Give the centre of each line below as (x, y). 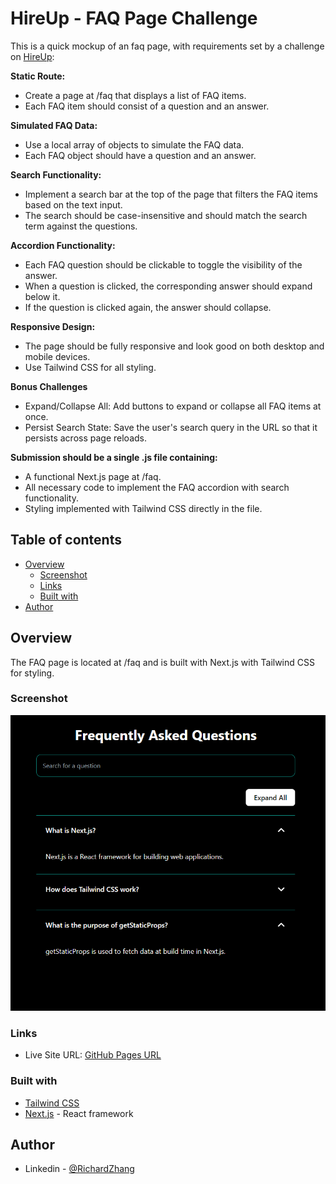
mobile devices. (57, 356)
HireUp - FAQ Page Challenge (134, 18)
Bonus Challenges (49, 386)
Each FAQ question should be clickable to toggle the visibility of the (163, 264)
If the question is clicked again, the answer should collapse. (148, 307)
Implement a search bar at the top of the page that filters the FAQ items (171, 194)
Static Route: (38, 76)
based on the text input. (73, 204)
